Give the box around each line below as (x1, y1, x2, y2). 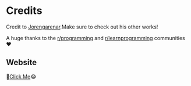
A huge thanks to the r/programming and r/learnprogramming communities (6, 34, 185, 41)
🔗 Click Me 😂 (6, 73, 37, 80)
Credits (6, 4, 43, 17)
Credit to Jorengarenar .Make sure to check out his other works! (6, 23, 158, 30)
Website (6, 58, 37, 67)
